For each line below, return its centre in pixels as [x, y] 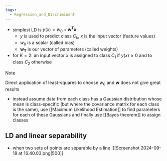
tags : [11, 10]
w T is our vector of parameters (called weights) [69, 49]
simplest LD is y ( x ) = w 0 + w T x [44, 29]
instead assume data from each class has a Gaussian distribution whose [87, 98]
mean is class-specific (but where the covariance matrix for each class [86, 104]
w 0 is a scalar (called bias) [47, 43]
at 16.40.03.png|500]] [41, 153]
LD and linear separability [46, 136]
